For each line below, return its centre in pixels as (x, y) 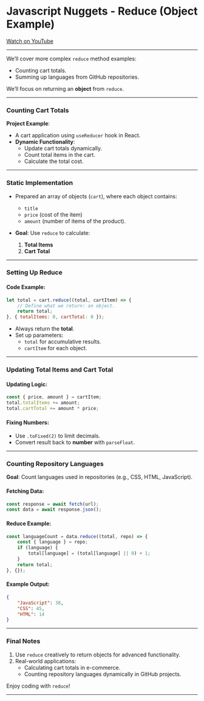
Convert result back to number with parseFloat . (75, 442)
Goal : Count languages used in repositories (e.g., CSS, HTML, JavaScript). (100, 477)
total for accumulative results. (63, 342)
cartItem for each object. (56, 348)
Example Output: (28, 584)
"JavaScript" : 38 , (40, 603)
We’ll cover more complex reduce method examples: (71, 59)
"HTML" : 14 (31, 614)
